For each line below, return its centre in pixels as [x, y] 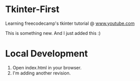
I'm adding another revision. [42, 73]
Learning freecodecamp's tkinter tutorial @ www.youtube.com [70, 23]
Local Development [47, 54]
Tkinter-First [32, 9]
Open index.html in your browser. [47, 67]
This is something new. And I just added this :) [53, 33]
